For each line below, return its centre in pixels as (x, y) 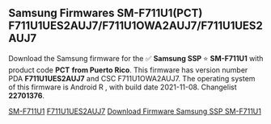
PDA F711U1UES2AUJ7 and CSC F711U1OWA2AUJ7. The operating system (132, 78)
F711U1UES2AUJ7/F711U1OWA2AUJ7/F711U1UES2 (135, 26)
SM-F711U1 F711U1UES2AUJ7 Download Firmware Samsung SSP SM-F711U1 (135, 111)
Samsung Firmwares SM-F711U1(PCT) (106, 13)
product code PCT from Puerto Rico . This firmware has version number (128, 70)
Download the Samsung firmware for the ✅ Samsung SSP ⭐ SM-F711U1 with (136, 58)
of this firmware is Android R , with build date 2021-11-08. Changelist (123, 87)
